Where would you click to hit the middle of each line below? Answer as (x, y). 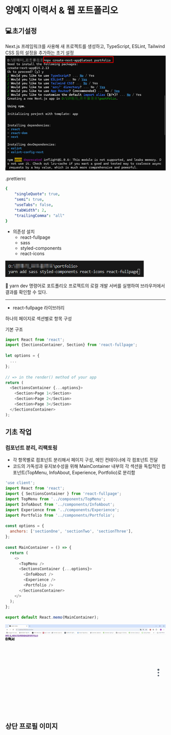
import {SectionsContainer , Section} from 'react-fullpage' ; (72, 345)
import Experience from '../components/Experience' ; (62, 510)
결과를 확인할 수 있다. (26, 292)
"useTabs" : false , (34, 205)
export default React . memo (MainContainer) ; (52, 618)
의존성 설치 (24, 231)
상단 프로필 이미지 (32, 726)
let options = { (22, 356)
